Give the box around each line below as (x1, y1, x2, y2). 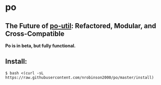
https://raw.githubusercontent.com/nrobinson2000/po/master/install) (5, 75, 154, 80)
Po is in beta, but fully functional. (5, 43, 76, 49)
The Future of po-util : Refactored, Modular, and (5, 22, 156, 30)
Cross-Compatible (5, 29, 64, 38)
